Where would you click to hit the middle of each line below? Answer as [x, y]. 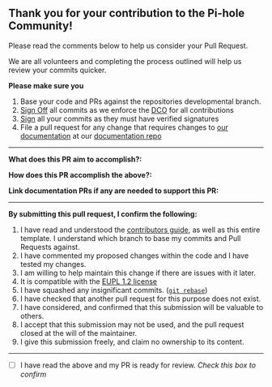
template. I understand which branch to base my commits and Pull [130, 238]
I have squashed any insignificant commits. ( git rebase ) [114, 290]
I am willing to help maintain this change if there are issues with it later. [138, 273]
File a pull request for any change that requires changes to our [124, 127]
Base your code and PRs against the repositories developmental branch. [140, 101]
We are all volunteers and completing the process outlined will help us [125, 61]
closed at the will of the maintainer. [79, 333]
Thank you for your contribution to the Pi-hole [127, 13]
